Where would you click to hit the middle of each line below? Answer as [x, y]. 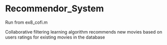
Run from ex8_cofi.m [27, 22]
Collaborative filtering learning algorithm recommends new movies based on [84, 32]
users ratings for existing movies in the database [55, 37]
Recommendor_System [55, 9]
